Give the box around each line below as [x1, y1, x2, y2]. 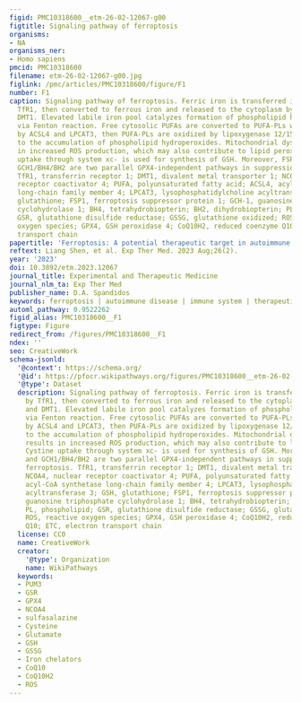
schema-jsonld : [9, 355, 66, 364]
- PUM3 [17, 580, 42, 589]
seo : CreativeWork [9, 346, 78, 355]
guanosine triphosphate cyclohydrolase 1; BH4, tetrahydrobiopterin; [25, 497, 291, 506]
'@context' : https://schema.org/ [17, 363, 142, 372]
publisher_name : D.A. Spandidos [9, 288, 130, 297]
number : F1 [9, 88, 50, 97]
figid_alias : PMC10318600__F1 [9, 313, 123, 323]
